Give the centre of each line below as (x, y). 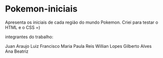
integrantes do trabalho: (29, 37)
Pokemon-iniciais (41, 9)
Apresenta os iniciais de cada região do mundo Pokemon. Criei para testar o (82, 22)
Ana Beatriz (17, 51)
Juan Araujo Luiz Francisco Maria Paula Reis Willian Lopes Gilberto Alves (79, 46)
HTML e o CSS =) (23, 27)
